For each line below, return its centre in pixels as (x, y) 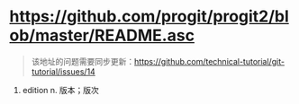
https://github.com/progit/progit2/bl (149, 17)
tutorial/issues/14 (63, 71)
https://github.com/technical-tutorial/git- (209, 61)
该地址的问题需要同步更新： (83, 61)
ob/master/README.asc (102, 35)
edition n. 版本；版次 (60, 90)
